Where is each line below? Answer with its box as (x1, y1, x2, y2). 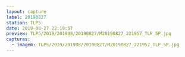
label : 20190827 (6, 14, 46, 20)
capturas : (6, 36, 31, 42)
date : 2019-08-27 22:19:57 (6, 25, 73, 31)
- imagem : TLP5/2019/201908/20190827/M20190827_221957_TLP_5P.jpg (11, 42, 180, 48)
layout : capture (6, 8, 46, 15)
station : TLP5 (6, 20, 42, 26)
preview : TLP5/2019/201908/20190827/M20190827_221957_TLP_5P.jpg (6, 31, 171, 37)
